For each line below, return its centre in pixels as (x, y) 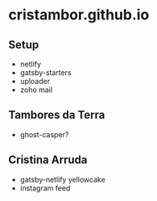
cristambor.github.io (79, 15)
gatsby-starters (45, 73)
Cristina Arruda (48, 160)
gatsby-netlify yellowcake (63, 179)
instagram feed (45, 188)
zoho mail (36, 90)
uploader (35, 81)
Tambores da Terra (57, 115)
